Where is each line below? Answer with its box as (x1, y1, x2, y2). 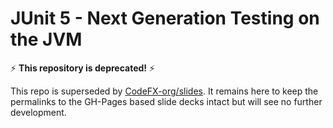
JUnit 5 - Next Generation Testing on (10, 7, 320, 30)
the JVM (10, 28, 83, 51)
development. (10, 106, 67, 118)
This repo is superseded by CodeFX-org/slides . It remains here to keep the (10, 85, 319, 97)
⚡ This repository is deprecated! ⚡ (10, 62, 156, 74)
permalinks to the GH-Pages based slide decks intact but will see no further (10, 95, 323, 107)
